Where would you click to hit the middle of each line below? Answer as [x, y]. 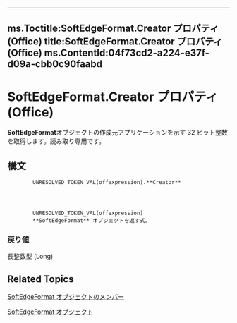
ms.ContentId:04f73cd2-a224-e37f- [127, 53]
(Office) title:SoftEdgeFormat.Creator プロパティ [115, 42]
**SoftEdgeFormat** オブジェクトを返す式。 [92, 221]
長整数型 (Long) [30, 256]
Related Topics [41, 279]
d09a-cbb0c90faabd [55, 64]
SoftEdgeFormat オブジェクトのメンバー [66, 297]
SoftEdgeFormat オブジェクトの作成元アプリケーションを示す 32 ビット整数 [117, 133]
